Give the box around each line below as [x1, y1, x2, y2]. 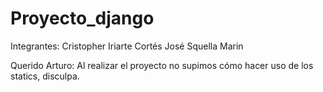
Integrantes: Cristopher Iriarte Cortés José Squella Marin [10, 40, 244, 52]
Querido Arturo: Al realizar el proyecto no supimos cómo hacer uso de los [10, 59, 314, 71]
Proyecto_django [10, 7, 155, 30]
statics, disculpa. [10, 70, 80, 82]
